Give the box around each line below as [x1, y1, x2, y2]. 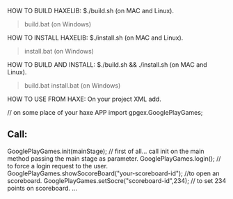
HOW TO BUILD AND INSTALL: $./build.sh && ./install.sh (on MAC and [7, 61, 207, 69]
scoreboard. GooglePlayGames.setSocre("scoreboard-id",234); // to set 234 [7, 176, 227, 184]
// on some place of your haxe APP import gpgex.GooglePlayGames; [7, 109, 203, 116]
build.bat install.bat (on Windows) [24, 81, 121, 90]
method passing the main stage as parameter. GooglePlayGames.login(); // [7, 154, 221, 163]
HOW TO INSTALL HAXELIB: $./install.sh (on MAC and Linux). [7, 33, 184, 42]
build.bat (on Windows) [24, 20, 92, 28]
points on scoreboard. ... [7, 184, 78, 192]
